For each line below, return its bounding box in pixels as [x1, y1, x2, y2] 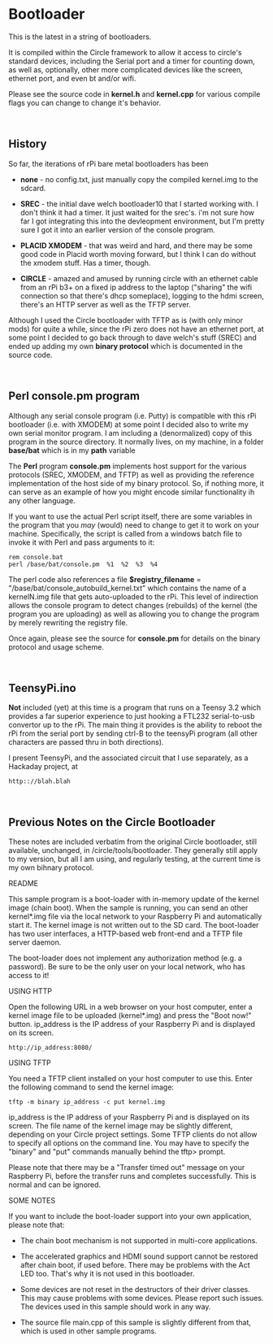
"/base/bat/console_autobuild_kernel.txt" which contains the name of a [8, 583, 247, 593]
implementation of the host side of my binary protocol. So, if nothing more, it [8, 478, 264, 488]
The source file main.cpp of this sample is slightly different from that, [19, 1318, 252, 1328]
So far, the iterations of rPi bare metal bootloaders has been [8, 159, 209, 168]
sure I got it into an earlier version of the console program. [19, 224, 215, 234]
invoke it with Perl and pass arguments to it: [8, 537, 155, 547]
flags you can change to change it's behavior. [8, 98, 161, 107]
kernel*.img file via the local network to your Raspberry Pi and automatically [8, 911, 262, 921]
